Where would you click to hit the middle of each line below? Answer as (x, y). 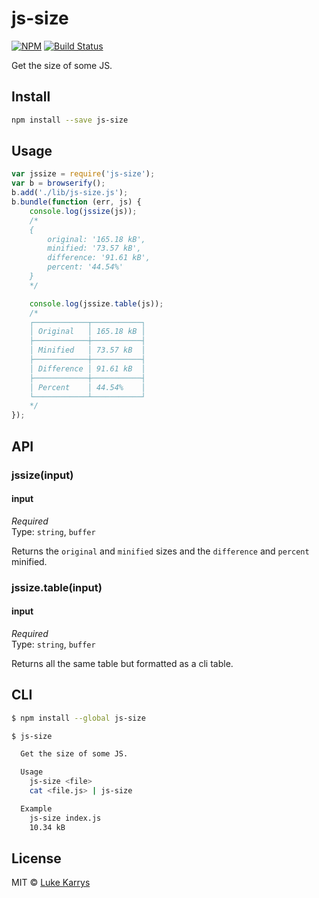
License (36, 858)
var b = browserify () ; (58, 183)
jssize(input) (42, 475)
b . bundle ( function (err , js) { (76, 202)
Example (36, 808)
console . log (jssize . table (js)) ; (96, 303)
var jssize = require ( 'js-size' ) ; (83, 174)
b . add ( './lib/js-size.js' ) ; (70, 193)
